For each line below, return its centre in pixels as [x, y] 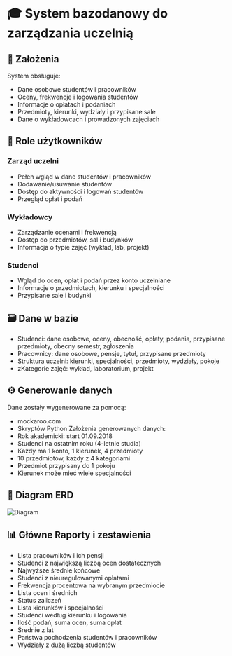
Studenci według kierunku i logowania [72, 615]
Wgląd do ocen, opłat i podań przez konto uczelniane [94, 280]
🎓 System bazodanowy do [88, 14]
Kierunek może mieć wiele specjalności [74, 473]
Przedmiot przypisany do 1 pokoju [66, 465]
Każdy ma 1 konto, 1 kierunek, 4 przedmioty [80, 451]
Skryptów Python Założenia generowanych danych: [92, 428]
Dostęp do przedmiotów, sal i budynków [75, 240]
